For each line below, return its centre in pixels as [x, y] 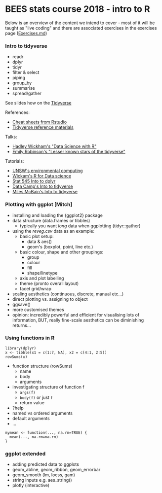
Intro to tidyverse [26, 46]
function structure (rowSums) [42, 366]
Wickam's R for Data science [42, 176]
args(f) [27, 392]
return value [32, 402]
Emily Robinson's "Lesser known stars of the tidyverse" [69, 152]
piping [19, 78]
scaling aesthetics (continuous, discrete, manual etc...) [68, 294]
